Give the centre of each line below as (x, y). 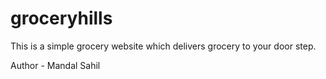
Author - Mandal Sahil (55, 65)
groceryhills (61, 18)
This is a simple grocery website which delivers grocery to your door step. (163, 46)
